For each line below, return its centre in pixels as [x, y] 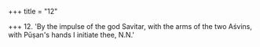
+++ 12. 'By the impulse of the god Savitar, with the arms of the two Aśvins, [130, 26]
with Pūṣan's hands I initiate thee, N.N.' [71, 35]
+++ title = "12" [33, 11]
